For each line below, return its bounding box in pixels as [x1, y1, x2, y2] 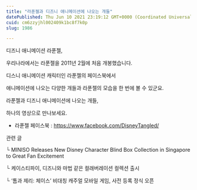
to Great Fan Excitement [6, 152, 64, 159]
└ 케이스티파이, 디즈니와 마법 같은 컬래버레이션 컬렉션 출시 [6, 165, 140, 172]
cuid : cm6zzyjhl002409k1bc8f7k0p [6, 19, 88, 25]
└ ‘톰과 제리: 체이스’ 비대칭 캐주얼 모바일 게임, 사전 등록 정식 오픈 [6, 177, 154, 184]
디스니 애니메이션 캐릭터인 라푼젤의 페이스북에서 [6, 72, 116, 79]
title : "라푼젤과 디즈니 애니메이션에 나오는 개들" [6, 8, 113, 15]
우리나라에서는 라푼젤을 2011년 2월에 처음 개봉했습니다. [6, 59, 133, 66]
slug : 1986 [6, 25, 33, 31]
